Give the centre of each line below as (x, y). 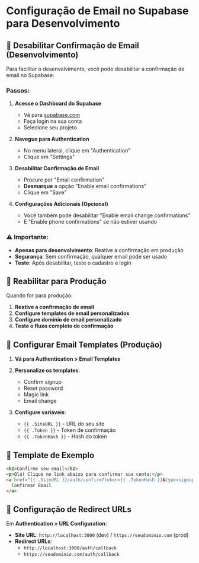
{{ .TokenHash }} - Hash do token (65, 437)
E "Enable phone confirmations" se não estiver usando (90, 222)
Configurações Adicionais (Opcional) (61, 204)
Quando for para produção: (39, 295)
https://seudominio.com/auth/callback (71, 555)
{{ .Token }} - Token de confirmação (70, 430)
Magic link (36, 395)
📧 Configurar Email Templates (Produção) (84, 344)
